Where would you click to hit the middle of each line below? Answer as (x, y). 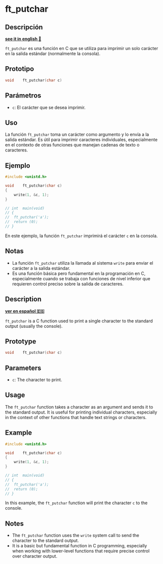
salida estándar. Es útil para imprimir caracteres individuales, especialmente (81, 140)
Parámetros (23, 96)
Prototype (21, 341)
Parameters (23, 368)
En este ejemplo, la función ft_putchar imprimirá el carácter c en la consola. (81, 236)
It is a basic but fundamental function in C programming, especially (80, 546)
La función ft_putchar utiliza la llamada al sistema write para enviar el (83, 263)
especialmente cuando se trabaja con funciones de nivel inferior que (81, 278)
